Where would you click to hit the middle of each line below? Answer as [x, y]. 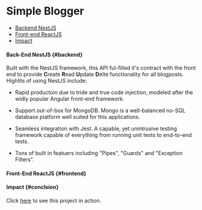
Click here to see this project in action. [54, 200]
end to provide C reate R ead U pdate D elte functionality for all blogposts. [95, 74]
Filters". [24, 160]
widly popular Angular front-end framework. [69, 99]
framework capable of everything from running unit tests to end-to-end [103, 135]
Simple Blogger [45, 11]
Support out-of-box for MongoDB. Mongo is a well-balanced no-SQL [100, 110]
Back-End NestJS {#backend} [44, 54]
